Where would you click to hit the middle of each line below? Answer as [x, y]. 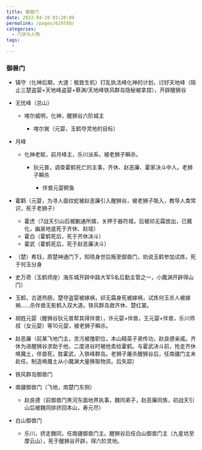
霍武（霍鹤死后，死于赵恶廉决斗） [67, 244]
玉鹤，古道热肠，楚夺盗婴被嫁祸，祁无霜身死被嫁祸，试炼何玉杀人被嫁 [103, 298]
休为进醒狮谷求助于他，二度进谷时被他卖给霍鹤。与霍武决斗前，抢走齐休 [105, 346]
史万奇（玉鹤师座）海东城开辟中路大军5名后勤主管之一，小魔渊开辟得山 [104, 277]
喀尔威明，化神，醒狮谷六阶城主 [64, 116]
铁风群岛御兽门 [34, 374]
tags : [13, 40]
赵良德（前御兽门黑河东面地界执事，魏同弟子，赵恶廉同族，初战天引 [109, 400]
